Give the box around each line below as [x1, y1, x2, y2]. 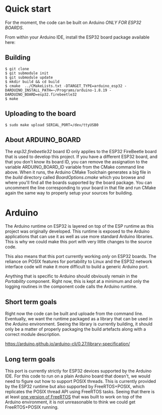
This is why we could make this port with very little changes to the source [5, 239, 152, 245]
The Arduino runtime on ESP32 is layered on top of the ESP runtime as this [5, 223, 154, 229]
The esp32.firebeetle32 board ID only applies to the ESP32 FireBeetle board [5, 149, 157, 155]
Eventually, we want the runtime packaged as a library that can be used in [5, 316, 153, 322]
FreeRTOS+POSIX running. [5, 404, 59, 410]
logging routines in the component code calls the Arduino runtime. [5, 284, 137, 290]
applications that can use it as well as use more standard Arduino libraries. [5, 234, 154, 239]
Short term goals [5, 297, 57, 306]
